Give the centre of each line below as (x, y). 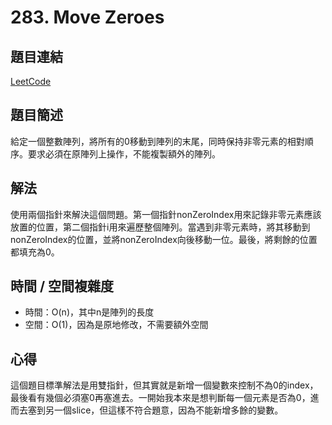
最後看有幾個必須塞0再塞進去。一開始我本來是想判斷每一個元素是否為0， (160, 398)
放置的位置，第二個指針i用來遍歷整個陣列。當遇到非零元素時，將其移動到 (160, 227)
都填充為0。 (35, 252)
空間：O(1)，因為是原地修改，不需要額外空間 (116, 325)
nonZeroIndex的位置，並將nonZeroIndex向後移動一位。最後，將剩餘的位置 (164, 239)
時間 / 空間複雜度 (62, 286)
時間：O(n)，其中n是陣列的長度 (89, 312)
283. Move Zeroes (87, 17)
